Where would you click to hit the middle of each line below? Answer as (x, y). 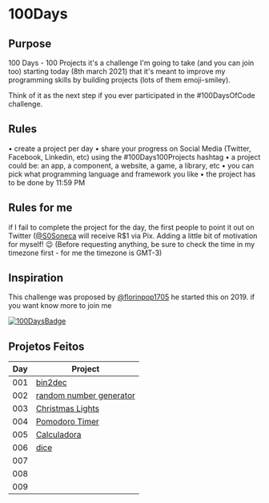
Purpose (30, 44)
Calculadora (58, 435)
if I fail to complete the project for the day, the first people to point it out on (131, 227)
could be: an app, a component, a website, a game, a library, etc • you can (131, 165)
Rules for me (40, 208)
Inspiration (36, 278)
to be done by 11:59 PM (47, 182)
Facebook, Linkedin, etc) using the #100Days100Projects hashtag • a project (134, 156)
